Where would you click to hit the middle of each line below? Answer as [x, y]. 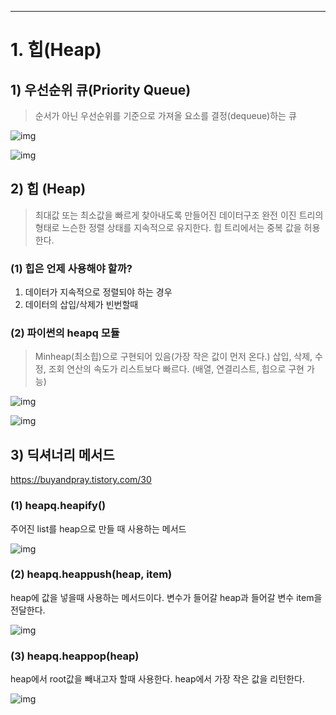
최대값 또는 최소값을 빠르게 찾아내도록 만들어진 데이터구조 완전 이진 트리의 [179, 215]
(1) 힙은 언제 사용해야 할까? [71, 268]
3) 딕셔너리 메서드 [62, 454]
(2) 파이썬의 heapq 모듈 [65, 333]
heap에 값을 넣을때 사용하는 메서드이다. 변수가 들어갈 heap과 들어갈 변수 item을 [166, 597]
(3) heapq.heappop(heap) [75, 656]
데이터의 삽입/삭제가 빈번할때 [81, 305]
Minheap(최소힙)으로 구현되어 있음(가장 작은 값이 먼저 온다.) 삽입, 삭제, [173, 357]
